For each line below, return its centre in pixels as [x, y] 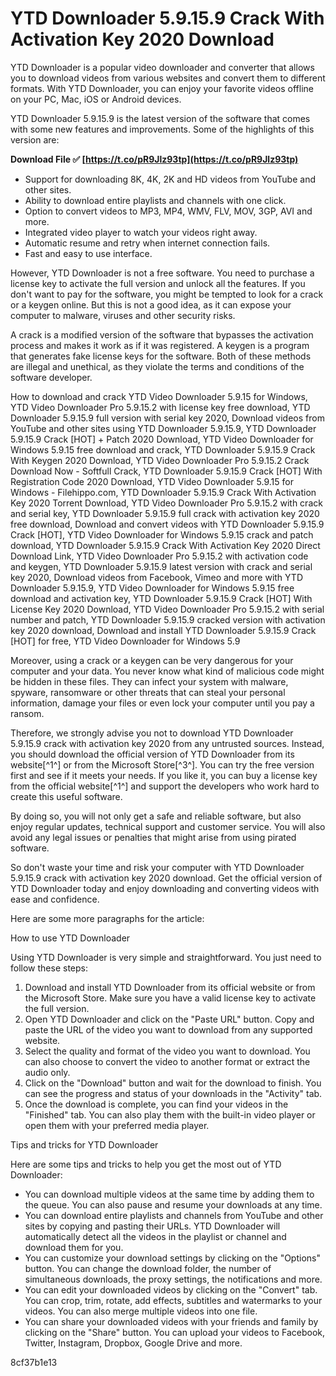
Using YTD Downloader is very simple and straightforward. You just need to [166, 957]
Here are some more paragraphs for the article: [107, 918]
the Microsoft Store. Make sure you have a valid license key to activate [170, 998]
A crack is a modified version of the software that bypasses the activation [162, 334]
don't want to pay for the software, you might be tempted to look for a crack [167, 294]
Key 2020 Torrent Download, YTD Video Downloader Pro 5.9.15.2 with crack [166, 503]
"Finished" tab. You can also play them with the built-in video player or [170, 1114]
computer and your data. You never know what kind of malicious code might [167, 671]
